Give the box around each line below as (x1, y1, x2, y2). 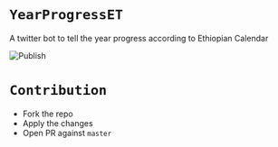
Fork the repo (22, 108, 74, 119)
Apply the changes (22, 117, 93, 128)
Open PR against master (22, 127, 112, 138)
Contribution (9, 82, 107, 99)
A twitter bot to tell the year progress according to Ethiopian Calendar (9, 32, 269, 43)
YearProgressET (9, 6, 124, 23)
